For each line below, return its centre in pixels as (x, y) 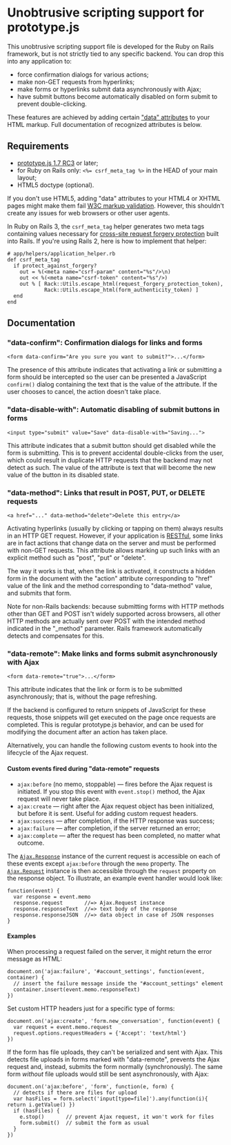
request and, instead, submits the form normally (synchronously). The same (115, 1066)
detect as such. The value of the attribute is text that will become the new (111, 467)
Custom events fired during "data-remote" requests (83, 768)
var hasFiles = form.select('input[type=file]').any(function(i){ (111, 1099)
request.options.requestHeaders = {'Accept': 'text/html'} (100, 1033)
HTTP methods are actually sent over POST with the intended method (106, 621)
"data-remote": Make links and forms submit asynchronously (112, 654)
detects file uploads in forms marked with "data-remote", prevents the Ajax (113, 1059)
